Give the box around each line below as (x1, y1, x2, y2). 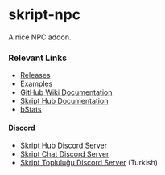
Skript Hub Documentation (19, 96, 109, 106)
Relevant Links (8, 52, 67, 63)
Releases (19, 71, 51, 80)
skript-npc (8, 6, 81, 24)
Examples (19, 79, 53, 89)
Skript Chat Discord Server (19, 149, 109, 159)
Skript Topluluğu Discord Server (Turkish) (19, 158, 159, 168)
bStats (19, 104, 42, 114)
